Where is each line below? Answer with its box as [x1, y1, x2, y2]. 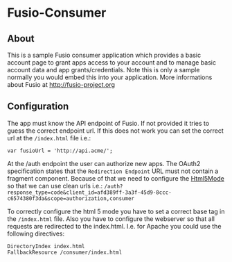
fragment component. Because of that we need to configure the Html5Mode [7, 174, 225, 182]
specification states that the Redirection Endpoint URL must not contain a [7, 167, 219, 175]
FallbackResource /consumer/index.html [7, 249, 123, 256]
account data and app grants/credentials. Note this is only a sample [7, 66, 200, 74]
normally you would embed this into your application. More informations [7, 73, 213, 81]
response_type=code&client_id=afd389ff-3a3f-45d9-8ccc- [7, 189, 172, 196]
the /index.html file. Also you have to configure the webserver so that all [7, 214, 215, 223]
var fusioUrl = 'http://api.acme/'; [7, 147, 113, 154]
